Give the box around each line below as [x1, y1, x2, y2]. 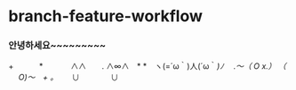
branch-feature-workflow [8, 6, 204, 26]
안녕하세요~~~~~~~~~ [8, 40, 107, 52]
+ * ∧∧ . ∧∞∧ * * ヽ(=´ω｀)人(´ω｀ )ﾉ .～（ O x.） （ [8, 61, 286, 71]
